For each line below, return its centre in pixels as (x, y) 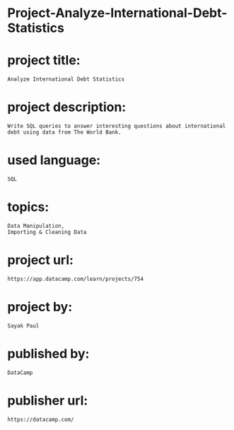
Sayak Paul (23, 326)
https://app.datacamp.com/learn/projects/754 (75, 279)
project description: (67, 107)
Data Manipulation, (36, 226)
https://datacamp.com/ (41, 419)
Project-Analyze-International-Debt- (117, 13)
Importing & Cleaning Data (47, 232)
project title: (44, 60)
